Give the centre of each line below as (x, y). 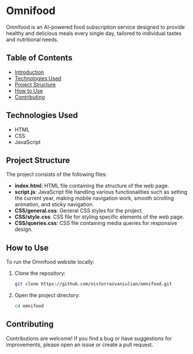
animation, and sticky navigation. (54, 205)
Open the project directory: (47, 295)
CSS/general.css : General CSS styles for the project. (79, 211)
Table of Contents (39, 58)
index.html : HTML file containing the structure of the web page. (92, 186)
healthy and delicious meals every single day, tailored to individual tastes (94, 33)
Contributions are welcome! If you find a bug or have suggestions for (89, 338)
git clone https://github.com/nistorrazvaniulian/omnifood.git (93, 284)
